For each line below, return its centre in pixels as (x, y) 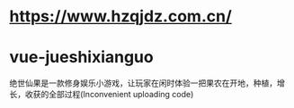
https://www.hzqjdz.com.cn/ (120, 17)
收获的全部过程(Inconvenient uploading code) (109, 95)
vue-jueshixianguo (82, 58)
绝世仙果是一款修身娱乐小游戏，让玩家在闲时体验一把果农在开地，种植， (143, 83)
